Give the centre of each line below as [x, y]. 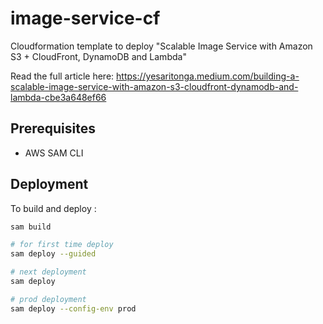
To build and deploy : [53, 208]
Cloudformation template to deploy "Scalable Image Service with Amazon [161, 46]
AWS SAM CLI [54, 153]
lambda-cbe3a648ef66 [58, 97]
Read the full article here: [62, 76]
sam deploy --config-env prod [73, 308]
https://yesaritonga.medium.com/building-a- [208, 76]
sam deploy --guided [53, 254]
